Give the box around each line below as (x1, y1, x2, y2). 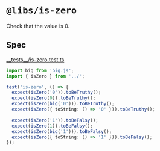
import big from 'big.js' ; (6, 67, 74, 73)
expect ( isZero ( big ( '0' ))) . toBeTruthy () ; (11, 101, 115, 107)
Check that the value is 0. (6, 22, 70, 29)
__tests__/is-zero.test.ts (6, 56, 65, 63)
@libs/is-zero (6, 5, 77, 16)
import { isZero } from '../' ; (6, 73, 85, 79)
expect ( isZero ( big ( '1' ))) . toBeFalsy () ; (11, 128, 112, 134)
